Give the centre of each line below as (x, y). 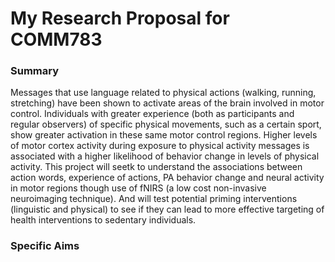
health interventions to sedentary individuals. (103, 220)
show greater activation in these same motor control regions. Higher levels (164, 135)
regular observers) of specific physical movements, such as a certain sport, (166, 124)
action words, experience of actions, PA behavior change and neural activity (167, 178)
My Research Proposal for (120, 18)
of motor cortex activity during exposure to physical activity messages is (160, 146)
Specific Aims (45, 246)
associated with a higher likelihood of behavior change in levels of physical (165, 156)
